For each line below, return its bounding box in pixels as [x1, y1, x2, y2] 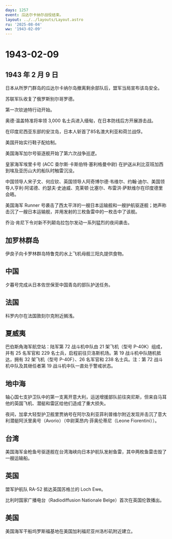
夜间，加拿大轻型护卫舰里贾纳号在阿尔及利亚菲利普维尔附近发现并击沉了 [5, 411, 158, 417]
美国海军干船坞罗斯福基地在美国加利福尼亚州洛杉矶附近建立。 [5, 528, 136, 534]
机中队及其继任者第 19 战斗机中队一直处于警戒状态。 [5, 363, 116, 369]
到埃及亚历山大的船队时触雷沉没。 [5, 168, 77, 174]
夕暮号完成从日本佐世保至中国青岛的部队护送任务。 [5, 282, 113, 288]
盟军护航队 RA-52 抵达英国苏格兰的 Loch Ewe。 [5, 486, 106, 492]
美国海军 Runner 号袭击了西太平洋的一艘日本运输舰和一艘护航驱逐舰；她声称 [5, 202, 167, 208]
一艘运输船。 [5, 455, 32, 461]
